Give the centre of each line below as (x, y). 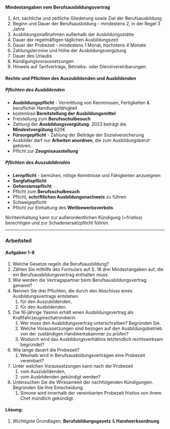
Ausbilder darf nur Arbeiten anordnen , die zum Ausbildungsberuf (81, 140)
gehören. (22, 145)
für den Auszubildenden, (46, 302)
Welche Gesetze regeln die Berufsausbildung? (61, 264)
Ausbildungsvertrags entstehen (45, 296)
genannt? (22, 285)
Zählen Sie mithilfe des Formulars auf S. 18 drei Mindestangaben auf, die (88, 269)
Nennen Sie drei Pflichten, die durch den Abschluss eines (72, 290)
